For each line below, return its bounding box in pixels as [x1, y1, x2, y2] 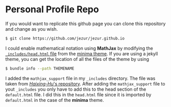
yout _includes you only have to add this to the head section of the [5, 86, 146, 92]
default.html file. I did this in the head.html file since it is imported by [5, 91, 152, 98]
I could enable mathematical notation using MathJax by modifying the [5, 45, 154, 51]
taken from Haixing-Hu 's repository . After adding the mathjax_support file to [5, 80, 165, 87]
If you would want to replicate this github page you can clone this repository [5, 20, 166, 27]
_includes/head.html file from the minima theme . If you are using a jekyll [5, 50, 158, 57]
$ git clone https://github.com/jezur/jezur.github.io [5, 36, 125, 41]
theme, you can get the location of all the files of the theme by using [5, 56, 149, 62]
